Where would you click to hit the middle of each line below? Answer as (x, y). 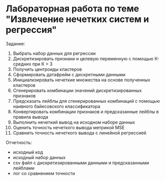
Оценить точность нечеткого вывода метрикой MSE (69, 127)
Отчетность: (19, 142)
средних (22, 64)
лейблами (23, 168)
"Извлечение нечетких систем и (77, 19)
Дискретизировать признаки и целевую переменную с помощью (83, 58)
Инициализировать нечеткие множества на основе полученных (81, 80)
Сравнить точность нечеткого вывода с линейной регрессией (79, 133)
